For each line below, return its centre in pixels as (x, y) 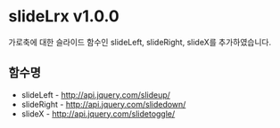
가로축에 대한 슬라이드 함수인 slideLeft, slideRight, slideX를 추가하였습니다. (140, 42)
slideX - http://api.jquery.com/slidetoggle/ (98, 114)
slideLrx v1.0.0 (64, 16)
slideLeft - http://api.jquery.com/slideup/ (96, 94)
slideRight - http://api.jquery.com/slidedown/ (103, 104)
